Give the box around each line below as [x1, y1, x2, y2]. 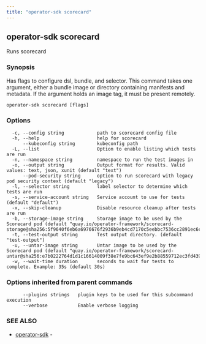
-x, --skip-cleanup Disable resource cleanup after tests [12, 205, 196, 211]
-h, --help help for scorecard [12, 135, 147, 141]
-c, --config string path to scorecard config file [12, 130, 177, 136]
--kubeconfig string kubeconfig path [22, 141, 139, 147]
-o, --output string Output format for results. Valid [12, 162, 185, 168]
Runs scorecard [6, 48, 47, 55]
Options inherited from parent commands [6, 278, 133, 286]
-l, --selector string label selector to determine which [12, 184, 188, 190]
